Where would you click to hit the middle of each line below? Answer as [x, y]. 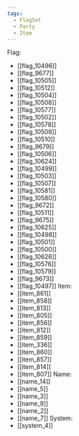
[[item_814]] [34, 367]
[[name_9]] [33, 404]
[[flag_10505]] [37, 81]
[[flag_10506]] [37, 154]
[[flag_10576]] [36, 264]
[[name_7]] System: [45, 418]
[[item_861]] [34, 294]
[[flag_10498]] [37, 235]
